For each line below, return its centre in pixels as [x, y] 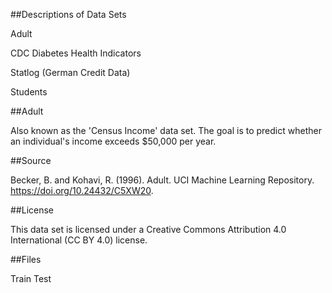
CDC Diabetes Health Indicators [76, 53]
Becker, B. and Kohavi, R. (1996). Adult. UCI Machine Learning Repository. [162, 180]
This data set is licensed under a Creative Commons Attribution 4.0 [148, 229]
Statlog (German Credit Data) [70, 72]
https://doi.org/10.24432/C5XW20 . [82, 190]
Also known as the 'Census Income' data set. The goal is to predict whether [166, 130]
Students [29, 92]
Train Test [31, 278]
